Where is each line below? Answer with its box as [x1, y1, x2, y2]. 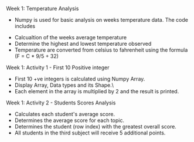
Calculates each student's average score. [14, 111, 115, 117]
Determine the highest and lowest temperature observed [14, 40, 152, 47]
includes [14, 23, 36, 29]
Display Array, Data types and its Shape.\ [14, 82, 114, 89]
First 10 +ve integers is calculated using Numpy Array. [14, 76, 145, 82]
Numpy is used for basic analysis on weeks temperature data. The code [14, 16, 189, 23]
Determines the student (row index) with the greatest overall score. [14, 123, 177, 130]
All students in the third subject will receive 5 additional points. [14, 129, 166, 136]
